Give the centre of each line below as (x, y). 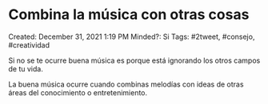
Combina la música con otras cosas (129, 15)
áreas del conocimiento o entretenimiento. (78, 92)
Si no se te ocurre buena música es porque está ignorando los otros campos (134, 60)
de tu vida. (26, 68)
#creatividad (29, 44)
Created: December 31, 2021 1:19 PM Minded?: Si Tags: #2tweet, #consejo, (132, 37)
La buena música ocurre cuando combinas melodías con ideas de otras (126, 84)
